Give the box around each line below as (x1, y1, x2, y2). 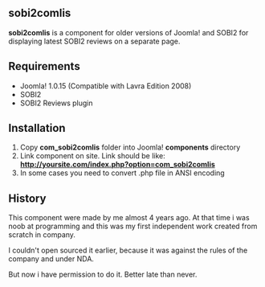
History (8, 191, 47, 205)
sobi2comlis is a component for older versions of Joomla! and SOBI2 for (8, 27, 249, 37)
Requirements (8, 59, 80, 73)
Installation (8, 121, 66, 135)
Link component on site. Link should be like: (19, 151, 166, 161)
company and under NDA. (8, 254, 95, 264)
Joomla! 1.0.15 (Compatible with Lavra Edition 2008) (19, 80, 192, 91)
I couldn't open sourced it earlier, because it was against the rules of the (8, 245, 248, 256)
